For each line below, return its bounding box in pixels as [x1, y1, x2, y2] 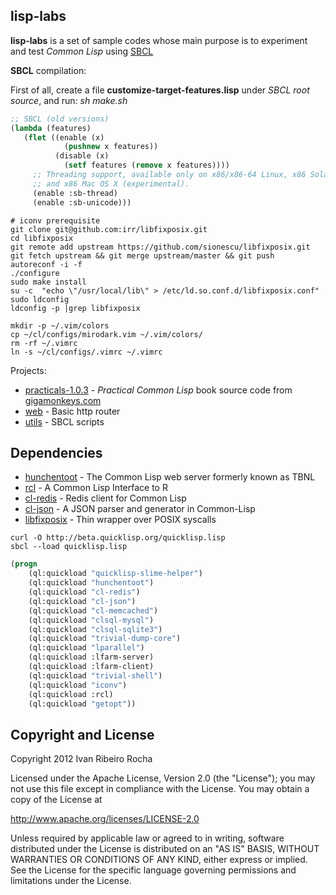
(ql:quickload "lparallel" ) [28, 643, 145, 653]
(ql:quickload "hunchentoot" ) [28, 578, 155, 588]
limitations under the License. [10, 875, 132, 887]
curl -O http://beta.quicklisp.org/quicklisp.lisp [10, 533, 226, 543]
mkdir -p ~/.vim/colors [10, 320, 110, 331]
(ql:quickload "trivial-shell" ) [28, 670, 163, 681]
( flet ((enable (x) [23, 132, 105, 143]
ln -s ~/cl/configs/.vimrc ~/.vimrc [10, 347, 163, 357]
